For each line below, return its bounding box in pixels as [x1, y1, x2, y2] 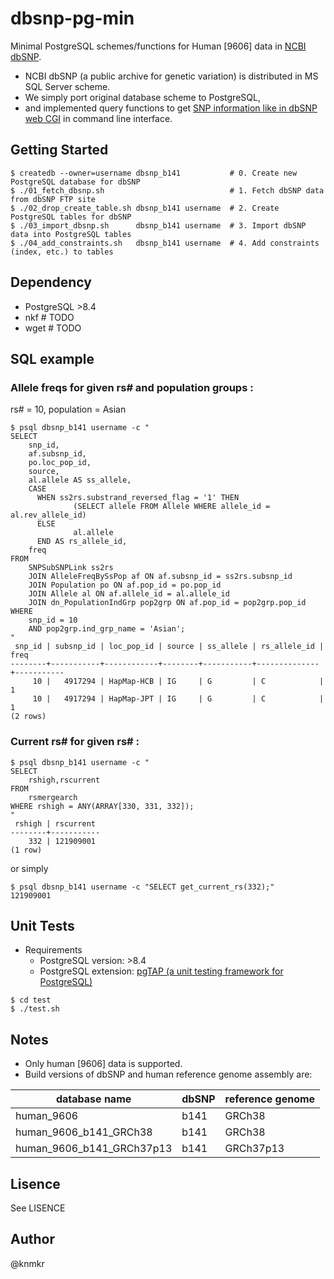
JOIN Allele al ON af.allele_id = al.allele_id [28, 589, 230, 599]
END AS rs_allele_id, [36, 537, 128, 547]
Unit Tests [10, 917, 75, 934]
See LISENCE [10, 1202, 66, 1214]
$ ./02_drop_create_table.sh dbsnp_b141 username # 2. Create [10, 203, 280, 213]
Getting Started [10, 142, 109, 159]
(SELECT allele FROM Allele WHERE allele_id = [73, 502, 271, 512]
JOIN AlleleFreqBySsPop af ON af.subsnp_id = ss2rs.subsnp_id [28, 572, 293, 582]
